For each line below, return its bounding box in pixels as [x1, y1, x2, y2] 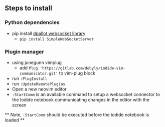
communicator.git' [19, 71, 58, 76]
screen [12, 102, 27, 108]
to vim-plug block [59, 70, 96, 76]
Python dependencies [5, 19, 60, 26]
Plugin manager [5, 48, 44, 55]
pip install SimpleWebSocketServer [19, 36, 94, 41]
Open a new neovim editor [12, 86, 67, 92]
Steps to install [5, 4, 52, 12]
